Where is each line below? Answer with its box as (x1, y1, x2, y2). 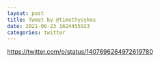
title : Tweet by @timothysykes (7, 16, 96, 23)
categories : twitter (7, 29, 66, 36)
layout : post (7, 10, 44, 17)
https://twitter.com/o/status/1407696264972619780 (7, 48, 154, 56)
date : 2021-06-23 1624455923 (7, 22, 90, 29)
